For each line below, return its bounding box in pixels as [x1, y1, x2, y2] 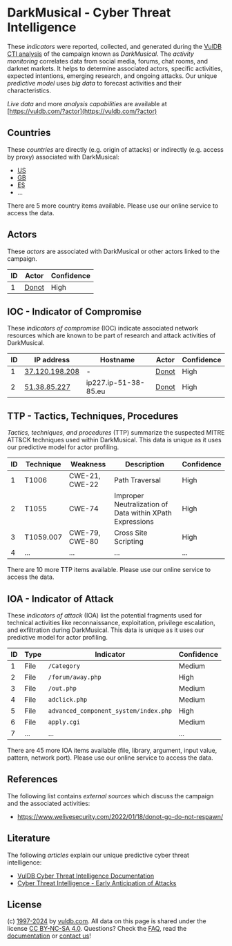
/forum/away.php [48, 673, 101, 681]
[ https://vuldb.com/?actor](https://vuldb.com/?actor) [7, 107, 157, 115]
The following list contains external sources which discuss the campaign [7, 791, 214, 800]
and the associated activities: [7, 799, 90, 807]
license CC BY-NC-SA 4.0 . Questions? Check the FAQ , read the [7, 925, 187, 933]
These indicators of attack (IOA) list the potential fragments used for [7, 611, 202, 619]
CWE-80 [68, 537, 99, 546]
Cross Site [113, 528, 148, 538]
